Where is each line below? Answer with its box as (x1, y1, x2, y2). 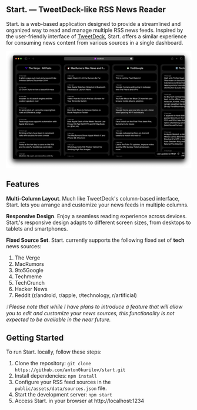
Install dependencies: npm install (14, 372, 97, 379)
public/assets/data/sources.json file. (14, 385, 107, 392)
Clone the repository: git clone (14, 360, 91, 367)
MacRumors (14, 260, 44, 267)
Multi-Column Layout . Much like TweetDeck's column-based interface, (6, 195, 180, 202)
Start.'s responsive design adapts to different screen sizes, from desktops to (6, 219, 191, 226)
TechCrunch (14, 279, 45, 286)
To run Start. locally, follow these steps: (6, 348, 102, 355)
